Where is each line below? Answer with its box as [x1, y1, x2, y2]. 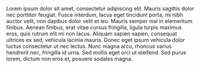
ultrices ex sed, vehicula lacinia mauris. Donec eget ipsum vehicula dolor [6, 37, 185, 43]
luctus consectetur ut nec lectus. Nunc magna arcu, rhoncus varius [6, 43, 172, 50]
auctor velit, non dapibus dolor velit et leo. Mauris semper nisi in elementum [6, 18, 193, 24]
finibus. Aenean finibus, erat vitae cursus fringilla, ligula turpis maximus [6, 24, 182, 31]
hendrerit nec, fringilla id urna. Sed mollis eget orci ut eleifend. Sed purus [6, 49, 186, 56]
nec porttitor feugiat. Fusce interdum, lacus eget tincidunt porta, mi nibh [6, 11, 183, 18]
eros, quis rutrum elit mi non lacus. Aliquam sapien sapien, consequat [6, 30, 177, 37]
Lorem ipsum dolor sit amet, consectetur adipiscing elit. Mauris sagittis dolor [6, 5, 195, 12]
